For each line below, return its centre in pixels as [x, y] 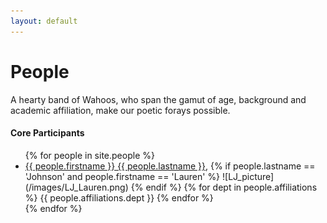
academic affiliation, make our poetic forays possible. [120, 110]
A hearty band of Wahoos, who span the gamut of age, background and [158, 99]
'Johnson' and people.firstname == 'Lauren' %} [122, 176]
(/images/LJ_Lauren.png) [76, 187]
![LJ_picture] [248, 176]
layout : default [44, 21]
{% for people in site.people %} [89, 155]
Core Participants [47, 133]
